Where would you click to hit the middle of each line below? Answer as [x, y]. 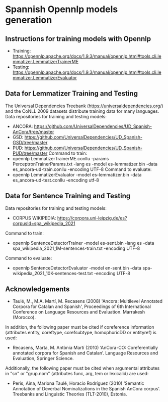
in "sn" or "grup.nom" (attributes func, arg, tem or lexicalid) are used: [77, 374]
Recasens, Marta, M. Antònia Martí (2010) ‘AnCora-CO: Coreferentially [85, 348]
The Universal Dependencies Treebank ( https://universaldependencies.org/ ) [84, 106]
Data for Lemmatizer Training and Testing [72, 94]
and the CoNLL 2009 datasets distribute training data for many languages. [82, 111]
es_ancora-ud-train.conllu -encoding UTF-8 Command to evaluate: [82, 169]
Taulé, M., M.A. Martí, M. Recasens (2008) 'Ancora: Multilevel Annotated [87, 301]
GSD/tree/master [30, 142]
